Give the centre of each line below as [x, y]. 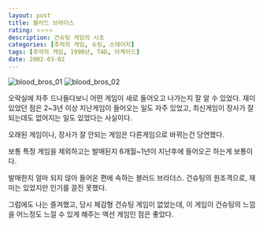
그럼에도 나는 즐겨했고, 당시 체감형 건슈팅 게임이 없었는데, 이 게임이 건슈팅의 [125, 204]
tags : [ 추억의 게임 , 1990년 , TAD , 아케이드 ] [74, 52]
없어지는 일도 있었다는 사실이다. [83, 117]
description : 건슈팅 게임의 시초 [56, 37]
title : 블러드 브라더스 [41, 23]
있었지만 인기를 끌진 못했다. [65, 187]
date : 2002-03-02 [37, 60]
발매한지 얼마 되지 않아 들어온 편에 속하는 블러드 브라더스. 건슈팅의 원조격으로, [128, 177]
